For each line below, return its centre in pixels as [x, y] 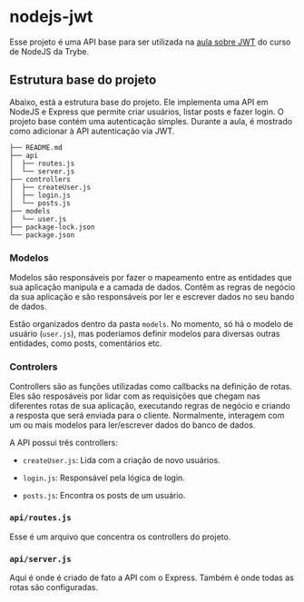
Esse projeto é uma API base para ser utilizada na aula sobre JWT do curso [150, 42]
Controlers [34, 367]
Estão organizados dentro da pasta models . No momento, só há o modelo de [151, 324]
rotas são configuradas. [54, 587]
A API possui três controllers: [64, 443]
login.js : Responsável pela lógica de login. [104, 478]
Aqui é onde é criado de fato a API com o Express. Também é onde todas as [152, 577]
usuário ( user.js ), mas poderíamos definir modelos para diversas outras [145, 334]
